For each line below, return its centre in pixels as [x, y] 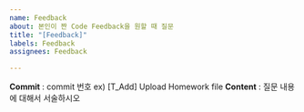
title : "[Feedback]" [49, 35]
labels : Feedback [42, 43]
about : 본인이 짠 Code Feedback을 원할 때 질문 [92, 26]
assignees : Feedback [49, 52]
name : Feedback [38, 18]
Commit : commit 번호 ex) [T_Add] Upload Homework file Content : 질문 [144, 87]
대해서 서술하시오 [49, 98]
